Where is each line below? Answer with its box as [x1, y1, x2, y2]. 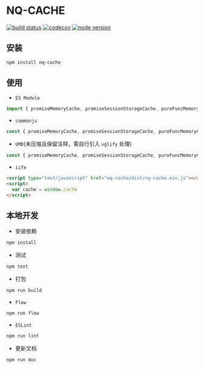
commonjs [15, 118, 38, 124]
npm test [6, 263, 29, 270]
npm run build [6, 288, 42, 294]
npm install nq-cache [6, 59, 61, 66]
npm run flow [6, 310, 39, 316]
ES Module [15, 95, 41, 101]
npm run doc [6, 356, 36, 363]
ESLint [15, 322, 32, 328]
